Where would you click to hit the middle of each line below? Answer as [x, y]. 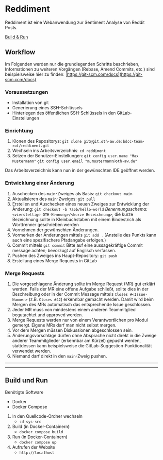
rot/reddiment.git [31, 146]
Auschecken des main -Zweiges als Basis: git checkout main [72, 193]
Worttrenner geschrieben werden [45, 224]
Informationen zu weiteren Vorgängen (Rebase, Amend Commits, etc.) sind [80, 69]
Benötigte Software [24, 392]
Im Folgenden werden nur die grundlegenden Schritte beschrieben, [72, 64]
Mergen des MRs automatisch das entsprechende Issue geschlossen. [81, 304]
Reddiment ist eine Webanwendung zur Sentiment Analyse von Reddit [75, 22]
